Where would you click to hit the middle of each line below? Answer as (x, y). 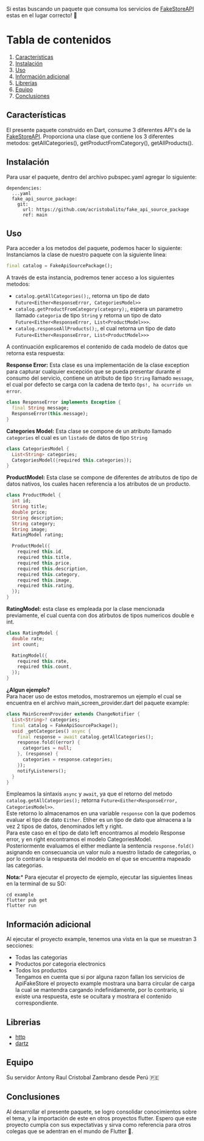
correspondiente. (37, 1003)
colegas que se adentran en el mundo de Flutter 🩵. (70, 1131)
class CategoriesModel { (38, 449)
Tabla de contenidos (59, 40)
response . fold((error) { (49, 742)
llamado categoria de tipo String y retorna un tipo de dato (88, 316)
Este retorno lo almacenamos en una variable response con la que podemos (101, 813)
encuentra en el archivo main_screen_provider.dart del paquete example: (98, 703)
